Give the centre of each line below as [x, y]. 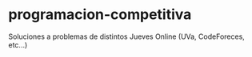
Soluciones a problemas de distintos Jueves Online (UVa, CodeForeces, [127, 36]
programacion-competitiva [100, 15]
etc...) [18, 44]
